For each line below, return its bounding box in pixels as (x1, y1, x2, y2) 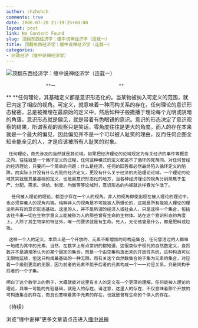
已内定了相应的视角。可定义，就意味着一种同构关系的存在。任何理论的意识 (6, 101, 187, 108)
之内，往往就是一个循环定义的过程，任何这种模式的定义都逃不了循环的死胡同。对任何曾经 (6, 157, 190, 163)
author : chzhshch (6, 8, 49, 15)
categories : (6, 47, 35, 53)
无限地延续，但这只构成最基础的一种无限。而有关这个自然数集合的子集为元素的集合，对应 (6, 255, 190, 261)
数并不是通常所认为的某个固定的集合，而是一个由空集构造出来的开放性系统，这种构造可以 (6, 249, 190, 255)
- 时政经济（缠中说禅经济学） (6, 53, 69, 59)
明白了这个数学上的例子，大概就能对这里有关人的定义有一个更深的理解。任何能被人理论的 (6, 279, 190, 285)
